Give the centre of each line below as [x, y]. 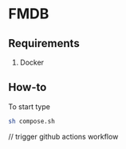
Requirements [44, 43]
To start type [29, 106]
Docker [32, 62]
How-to [28, 87]
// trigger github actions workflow [63, 136]
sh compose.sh [32, 121]
